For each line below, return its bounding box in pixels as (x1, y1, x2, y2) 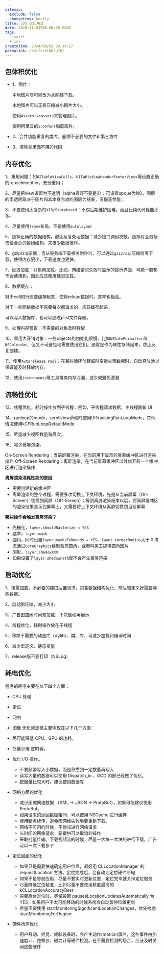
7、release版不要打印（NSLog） (5, 653, 70, 659)
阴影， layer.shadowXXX (12, 549, 59, 554)
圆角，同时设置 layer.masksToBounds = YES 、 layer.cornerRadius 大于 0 (12, 536, 154, 542)
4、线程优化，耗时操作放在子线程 (5, 622, 72, 628)
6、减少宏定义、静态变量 (5, 643, 55, 649)
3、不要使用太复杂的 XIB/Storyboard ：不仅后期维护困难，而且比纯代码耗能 (5, 207, 154, 213)
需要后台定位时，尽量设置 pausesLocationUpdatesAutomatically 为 (19, 893, 155, 899)
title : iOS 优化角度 (5, 21, 44, 26)
